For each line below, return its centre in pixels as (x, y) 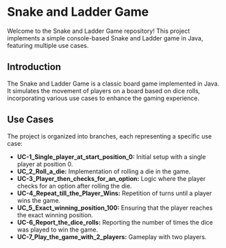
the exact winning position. (55, 215)
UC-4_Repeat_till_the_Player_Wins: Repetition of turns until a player (114, 193)
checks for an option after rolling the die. (74, 186)
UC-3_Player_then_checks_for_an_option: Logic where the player (111, 178)
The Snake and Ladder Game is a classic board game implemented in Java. (113, 84)
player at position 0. (45, 164)
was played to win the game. (58, 230)
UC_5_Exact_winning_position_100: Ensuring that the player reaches (115, 208)
